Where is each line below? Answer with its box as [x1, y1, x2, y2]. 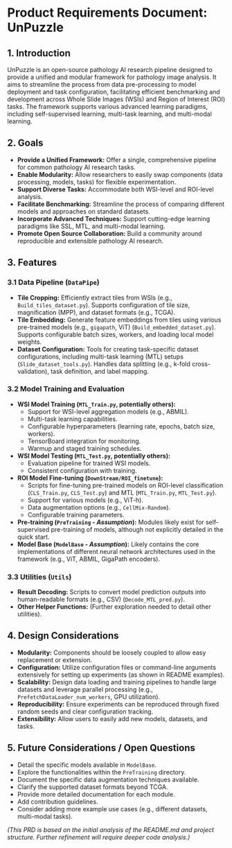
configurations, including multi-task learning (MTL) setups [17, 352, 184, 361]
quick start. [17, 533, 50, 541]
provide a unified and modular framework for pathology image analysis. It [7, 73, 217, 81]
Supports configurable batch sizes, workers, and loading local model [17, 330, 214, 338]
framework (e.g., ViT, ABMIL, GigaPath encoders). [17, 555, 161, 563]
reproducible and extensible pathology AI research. [17, 236, 164, 245]
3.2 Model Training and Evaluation [7, 384, 125, 394]
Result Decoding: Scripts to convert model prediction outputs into [17, 588, 206, 596]
